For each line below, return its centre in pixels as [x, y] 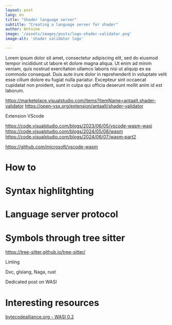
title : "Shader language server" [41, 20]
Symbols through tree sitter [65, 238]
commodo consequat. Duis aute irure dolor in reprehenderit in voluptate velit [86, 74]
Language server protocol [62, 214]
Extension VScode [25, 116]
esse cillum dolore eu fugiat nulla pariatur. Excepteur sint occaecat [76, 80]
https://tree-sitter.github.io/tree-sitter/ [45, 252]
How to [21, 168]
